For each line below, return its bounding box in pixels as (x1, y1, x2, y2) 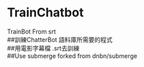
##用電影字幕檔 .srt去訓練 (7, 44, 80, 52)
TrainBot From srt (7, 27, 57, 36)
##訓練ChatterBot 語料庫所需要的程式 (7, 36, 113, 44)
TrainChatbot (7, 5, 84, 21)
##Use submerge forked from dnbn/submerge (7, 51, 138, 59)
